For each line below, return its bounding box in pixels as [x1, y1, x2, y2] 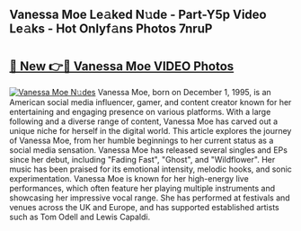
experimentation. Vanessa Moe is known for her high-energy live [9, 173, 249, 183]
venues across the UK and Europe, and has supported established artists [9, 202, 280, 212]
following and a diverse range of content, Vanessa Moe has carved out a [9, 116, 279, 127]
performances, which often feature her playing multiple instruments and [9, 183, 276, 193]
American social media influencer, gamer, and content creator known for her [9, 97, 292, 107]
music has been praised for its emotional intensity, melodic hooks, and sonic [9, 164, 292, 174]
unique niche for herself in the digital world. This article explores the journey [9, 126, 292, 136]
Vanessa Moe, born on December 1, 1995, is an [97, 87, 271, 97]
